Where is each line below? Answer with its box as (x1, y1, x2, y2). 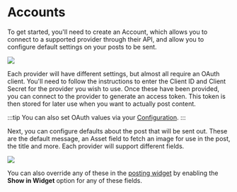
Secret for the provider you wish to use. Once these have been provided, (7, 84, 220, 92)
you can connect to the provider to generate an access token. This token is (7, 92, 226, 100)
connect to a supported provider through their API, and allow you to (7, 35, 204, 43)
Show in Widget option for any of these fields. (7, 176, 143, 184)
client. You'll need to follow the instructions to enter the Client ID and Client (7, 77, 226, 85)
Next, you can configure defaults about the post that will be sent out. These (7, 126, 228, 135)
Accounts (7, 4, 66, 20)
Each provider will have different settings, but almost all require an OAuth (7, 69, 220, 78)
